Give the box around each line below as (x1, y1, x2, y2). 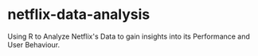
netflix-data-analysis (7, 6, 150, 24)
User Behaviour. (7, 39, 61, 49)
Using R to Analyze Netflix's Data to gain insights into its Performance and (7, 32, 250, 41)
